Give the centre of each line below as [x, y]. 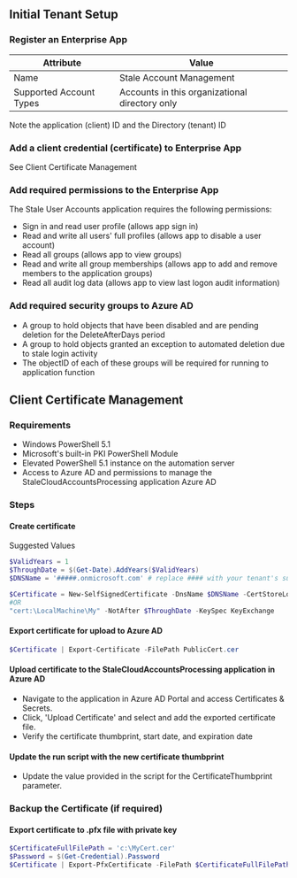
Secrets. [37, 708]
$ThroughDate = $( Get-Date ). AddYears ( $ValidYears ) [104, 570]
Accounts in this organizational [183, 92]
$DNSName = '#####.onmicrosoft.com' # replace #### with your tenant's [144, 579]
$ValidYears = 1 [39, 562]
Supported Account [54, 92]
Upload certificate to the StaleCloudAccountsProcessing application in [142, 670]
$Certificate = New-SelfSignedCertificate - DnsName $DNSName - [128, 595]
